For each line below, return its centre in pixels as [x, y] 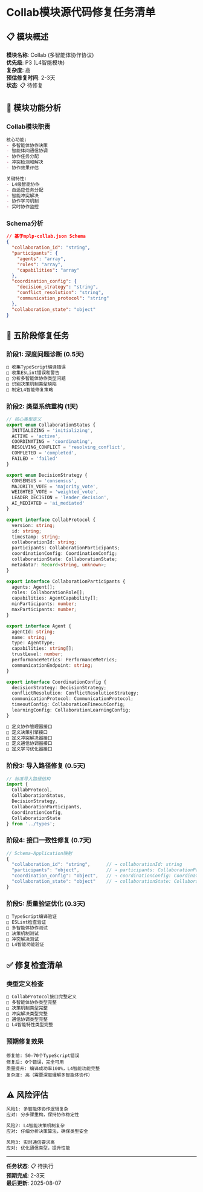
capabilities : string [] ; [43, 649]
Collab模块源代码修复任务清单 [81, 12]
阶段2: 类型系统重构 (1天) [42, 406]
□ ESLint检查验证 [26, 922]
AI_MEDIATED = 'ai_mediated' [48, 503]
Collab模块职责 [28, 126]
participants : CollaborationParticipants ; [66, 548]
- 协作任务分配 [23, 157]
